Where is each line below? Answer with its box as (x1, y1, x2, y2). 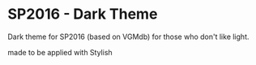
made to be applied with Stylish (7, 47, 113, 57)
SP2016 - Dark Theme (7, 5, 158, 24)
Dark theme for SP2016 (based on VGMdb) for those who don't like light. (7, 32, 250, 41)
